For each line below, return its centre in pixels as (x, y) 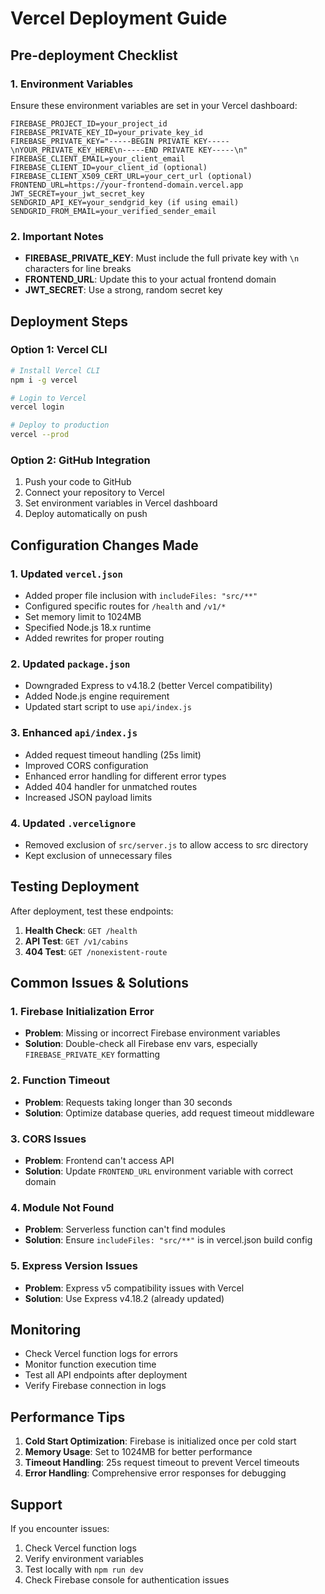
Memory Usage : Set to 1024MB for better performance (138, 1452)
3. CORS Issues (48, 1139)
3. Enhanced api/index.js (74, 733)
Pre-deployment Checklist (94, 55)
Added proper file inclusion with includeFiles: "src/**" (141, 596)
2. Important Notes (57, 236)
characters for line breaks (78, 269)
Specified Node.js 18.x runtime (88, 628)
